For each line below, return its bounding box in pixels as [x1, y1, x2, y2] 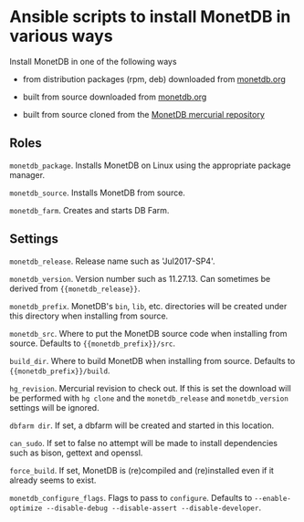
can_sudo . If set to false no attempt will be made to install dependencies [9, 437, 278, 448]
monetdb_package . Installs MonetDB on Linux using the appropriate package [9, 160, 291, 171]
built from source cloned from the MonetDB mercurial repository [22, 109, 265, 120]
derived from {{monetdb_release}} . [9, 283, 141, 294]
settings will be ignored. [9, 402, 100, 412]
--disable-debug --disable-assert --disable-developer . [46, 502, 262, 513]
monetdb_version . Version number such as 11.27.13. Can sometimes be [9, 273, 271, 284]
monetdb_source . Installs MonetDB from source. [9, 187, 185, 198]
